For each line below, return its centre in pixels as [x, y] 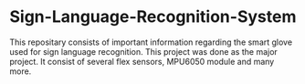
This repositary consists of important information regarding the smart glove [151, 42]
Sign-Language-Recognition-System [153, 17]
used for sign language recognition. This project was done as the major [144, 51]
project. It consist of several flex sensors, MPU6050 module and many [142, 61]
